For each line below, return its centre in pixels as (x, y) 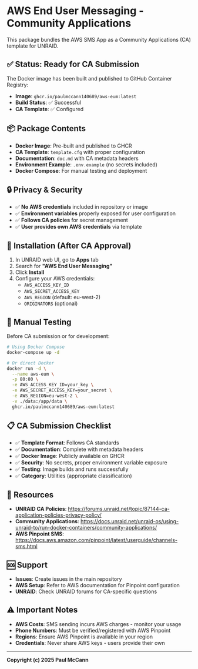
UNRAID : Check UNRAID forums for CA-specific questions (86, 591)
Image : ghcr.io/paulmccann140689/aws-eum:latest (76, 96)
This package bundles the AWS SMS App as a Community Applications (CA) (99, 39)
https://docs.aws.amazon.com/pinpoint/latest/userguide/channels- (96, 540)
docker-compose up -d (33, 352)
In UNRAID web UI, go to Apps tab (57, 260)
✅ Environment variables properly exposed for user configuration (95, 213)
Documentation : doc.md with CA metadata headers (77, 158)
